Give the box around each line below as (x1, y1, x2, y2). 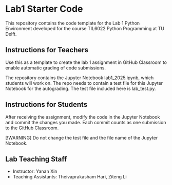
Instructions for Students (5, 100, 88, 109)
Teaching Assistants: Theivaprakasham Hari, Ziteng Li (12, 174, 127, 180)
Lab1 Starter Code (5, 3, 83, 15)
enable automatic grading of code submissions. (5, 64, 106, 71)
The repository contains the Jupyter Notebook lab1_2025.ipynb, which (5, 75, 154, 81)
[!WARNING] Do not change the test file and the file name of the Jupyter (5, 134, 158, 141)
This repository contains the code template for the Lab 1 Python (5, 20, 140, 26)
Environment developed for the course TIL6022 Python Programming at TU (5, 25, 165, 31)
